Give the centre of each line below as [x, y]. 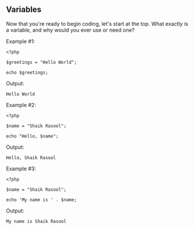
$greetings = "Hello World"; [41, 62]
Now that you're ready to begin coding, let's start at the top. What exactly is [97, 23]
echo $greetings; [27, 73]
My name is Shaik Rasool [36, 221]
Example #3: [21, 169]
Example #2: [21, 105]
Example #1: [20, 41]
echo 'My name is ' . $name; [41, 200]
